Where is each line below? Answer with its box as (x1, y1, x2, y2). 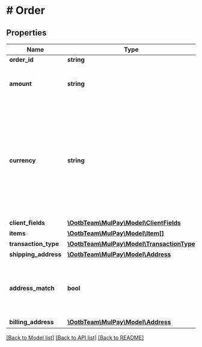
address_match (9, 284, 55, 292)
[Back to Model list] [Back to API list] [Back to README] (6, 334, 144, 341)
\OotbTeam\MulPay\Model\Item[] (67, 229, 164, 238)
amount (9, 79, 32, 88)
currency (9, 156, 36, 164)
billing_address (9, 318, 54, 326)
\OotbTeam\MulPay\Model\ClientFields (67, 219, 182, 227)
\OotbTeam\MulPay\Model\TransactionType (67, 240, 195, 248)
